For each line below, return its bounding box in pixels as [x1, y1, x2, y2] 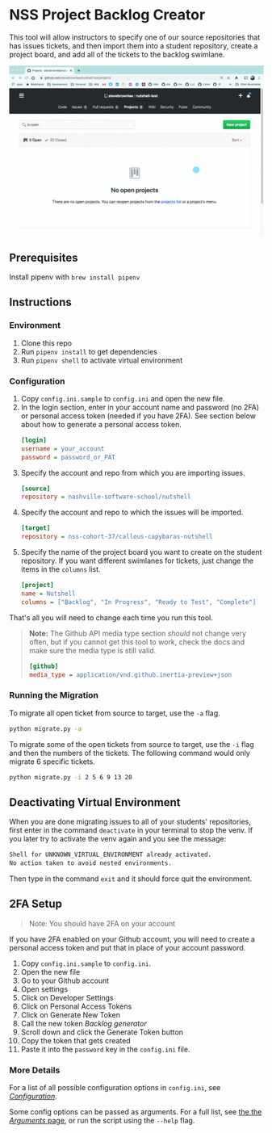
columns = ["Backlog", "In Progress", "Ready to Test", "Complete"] [20, 598, 257, 606]
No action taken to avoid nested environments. [9, 859, 173, 867]
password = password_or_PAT [20, 453, 115, 461]
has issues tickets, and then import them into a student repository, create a [9, 40, 258, 50]
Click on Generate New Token [20, 1009, 120, 1019]
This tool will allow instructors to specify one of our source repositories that [9, 32, 261, 42]
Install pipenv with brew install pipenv [9, 272, 140, 282]
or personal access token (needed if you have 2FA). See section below [20, 410, 257, 421]
